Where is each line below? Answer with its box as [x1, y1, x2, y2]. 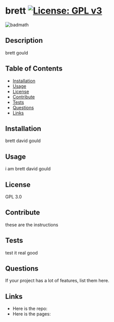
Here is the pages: [12, 311, 51, 317]
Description [5, 36, 43, 45]
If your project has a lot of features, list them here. [5, 278, 109, 284]
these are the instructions [5, 222, 59, 228]
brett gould [5, 49, 29, 55]
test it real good [5, 249, 38, 255]
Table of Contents [5, 65, 63, 73]
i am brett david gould [5, 166, 51, 172]
